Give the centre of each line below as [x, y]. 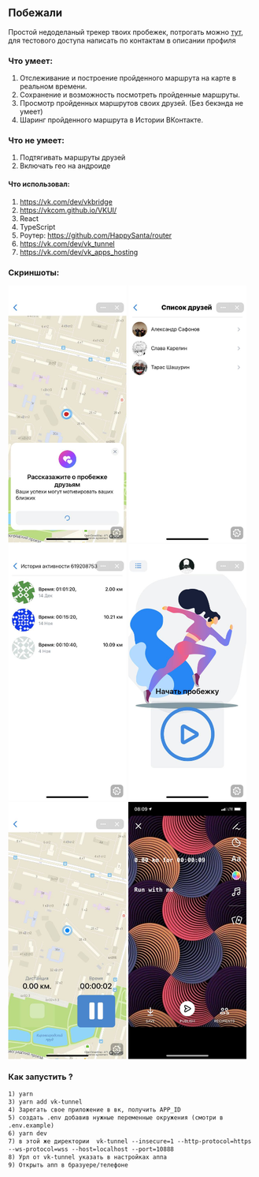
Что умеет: [31, 61]
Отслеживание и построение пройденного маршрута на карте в [128, 78]
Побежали [35, 13]
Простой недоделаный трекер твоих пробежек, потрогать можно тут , [126, 32]
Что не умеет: [36, 141]
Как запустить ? [41, 1077]
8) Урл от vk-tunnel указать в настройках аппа [88, 1157]
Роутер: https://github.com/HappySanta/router [96, 235]
